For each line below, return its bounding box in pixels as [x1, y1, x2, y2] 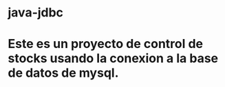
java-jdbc [8, 5, 64, 21]
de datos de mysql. [8, 65, 119, 81]
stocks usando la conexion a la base [8, 51, 219, 66]
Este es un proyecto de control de [8, 36, 204, 52]
